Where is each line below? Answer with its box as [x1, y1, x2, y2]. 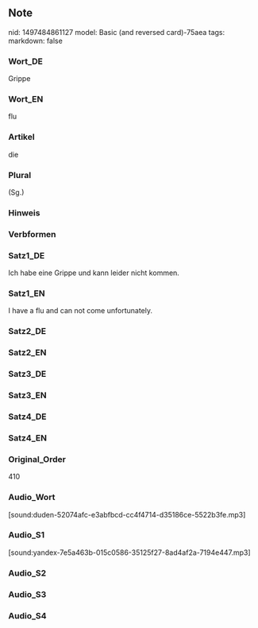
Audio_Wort [8, 492, 56, 503]
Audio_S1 [8, 529, 45, 541]
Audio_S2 [8, 568, 46, 579]
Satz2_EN [8, 347, 47, 359]
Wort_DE [8, 56, 44, 67]
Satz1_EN [8, 288, 45, 299]
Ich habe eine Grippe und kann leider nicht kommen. [8, 268, 180, 277]
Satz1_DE [8, 250, 45, 261]
